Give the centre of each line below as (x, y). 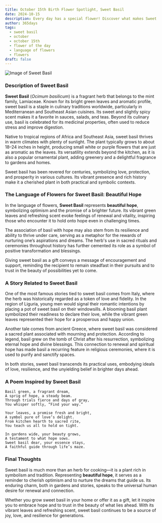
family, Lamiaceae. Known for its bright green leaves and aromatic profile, (79, 101)
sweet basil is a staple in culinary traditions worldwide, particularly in (74, 106)
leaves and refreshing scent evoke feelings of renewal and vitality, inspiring (80, 215)
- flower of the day (30, 46)
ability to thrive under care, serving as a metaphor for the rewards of (73, 235)
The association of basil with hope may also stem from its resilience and (77, 230)
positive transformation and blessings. (43, 251)
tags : (10, 28)
